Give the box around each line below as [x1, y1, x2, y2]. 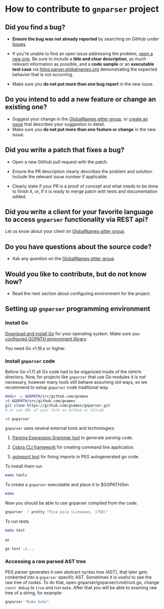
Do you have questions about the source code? [5, 242, 152, 251]
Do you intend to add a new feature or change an [5, 95, 156, 104]
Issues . [12, 41, 27, 47]
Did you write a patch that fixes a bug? [5, 146, 125, 154]
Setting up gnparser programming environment [5, 305, 150, 313]
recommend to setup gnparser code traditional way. [5, 384, 109, 391]
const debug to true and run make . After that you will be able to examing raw [5, 585, 158, 591]
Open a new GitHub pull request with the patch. [12, 159, 109, 165]
